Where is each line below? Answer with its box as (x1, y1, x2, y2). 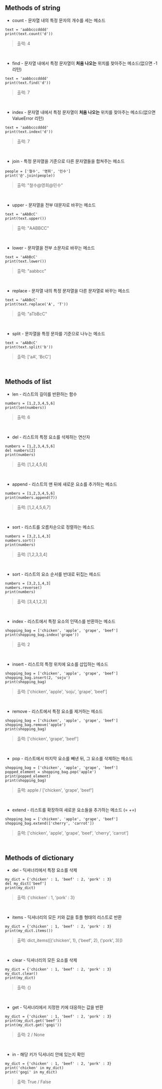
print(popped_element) (5, 774, 51, 779)
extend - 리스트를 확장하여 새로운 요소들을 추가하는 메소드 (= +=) (12, 807, 137, 813)
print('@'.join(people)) (5, 173, 55, 178)
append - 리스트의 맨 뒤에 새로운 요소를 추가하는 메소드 (12, 481, 117, 487)
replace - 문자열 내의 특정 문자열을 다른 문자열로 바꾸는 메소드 (12, 288, 130, 293)
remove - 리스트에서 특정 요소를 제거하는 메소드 (12, 708, 103, 714)
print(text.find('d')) (5, 80, 51, 85)
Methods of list (5, 378, 52, 386)
